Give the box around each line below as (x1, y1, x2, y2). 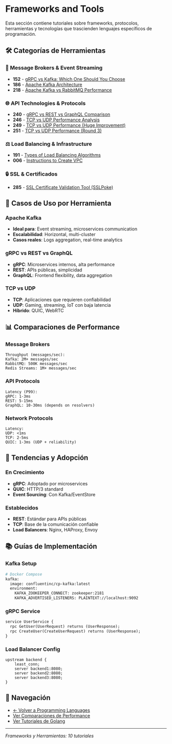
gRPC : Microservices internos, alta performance (12, 261, 115, 267)
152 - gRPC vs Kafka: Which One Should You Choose (12, 76, 125, 82)
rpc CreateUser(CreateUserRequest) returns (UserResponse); (10, 629, 141, 634)
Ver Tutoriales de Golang (12, 718, 66, 724)
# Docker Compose (5, 571, 42, 577)
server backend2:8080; (14, 671, 63, 676)
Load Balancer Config (5, 646, 60, 653)
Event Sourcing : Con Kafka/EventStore (12, 491, 96, 497)
